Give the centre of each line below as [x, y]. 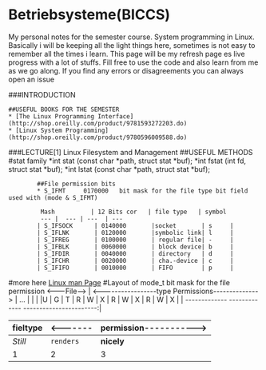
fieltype [28, 328]
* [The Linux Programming [51, 116]
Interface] [115, 116]
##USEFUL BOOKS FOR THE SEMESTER [64, 109]
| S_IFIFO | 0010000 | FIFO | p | [135, 268]
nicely [113, 341]
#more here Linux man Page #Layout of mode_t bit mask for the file [119, 282]
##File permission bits [76, 184]
